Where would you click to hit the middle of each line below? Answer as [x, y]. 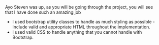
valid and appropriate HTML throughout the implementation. [90, 27]
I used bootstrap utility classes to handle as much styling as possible [82, 22]
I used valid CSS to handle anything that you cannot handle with [77, 32]
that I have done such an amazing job [43, 12]
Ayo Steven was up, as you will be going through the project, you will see [79, 7]
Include [20, 27]
